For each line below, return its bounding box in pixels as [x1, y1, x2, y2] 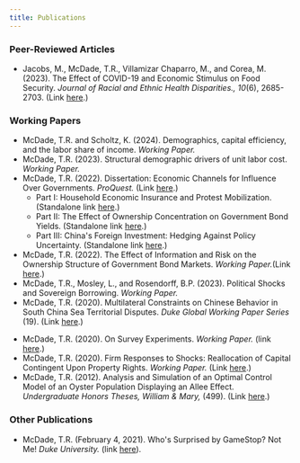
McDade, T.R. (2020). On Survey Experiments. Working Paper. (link [22, 334, 271, 344]
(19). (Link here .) [22, 316, 84, 327]
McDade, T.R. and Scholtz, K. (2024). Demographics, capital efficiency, [22, 135, 287, 146]
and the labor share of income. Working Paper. [22, 145, 196, 156]
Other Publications [9, 414, 93, 426]
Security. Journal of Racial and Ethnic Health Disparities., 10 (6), [22, 82, 260, 93]
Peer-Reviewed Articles [9, 42, 115, 55]
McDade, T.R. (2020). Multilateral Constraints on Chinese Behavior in [22, 298, 278, 308]
